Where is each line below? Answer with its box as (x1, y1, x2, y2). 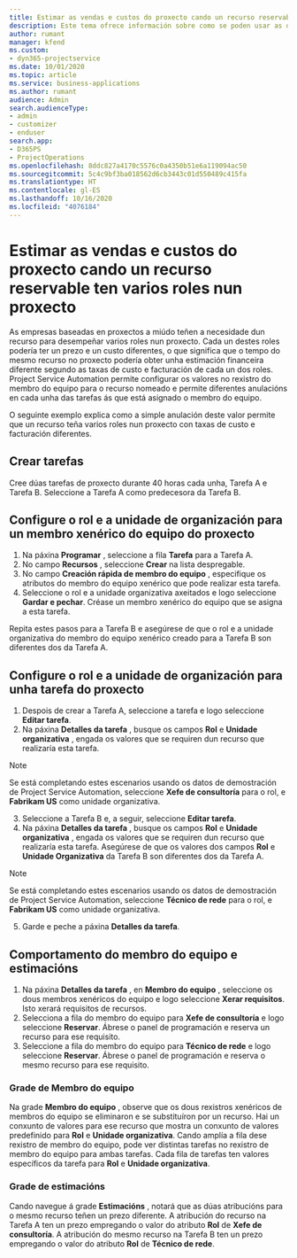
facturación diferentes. (9, 428, 93, 439)
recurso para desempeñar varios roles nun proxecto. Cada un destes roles (9, 336, 280, 346)
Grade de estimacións (9, 1180, 106, 1192)
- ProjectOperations (9, 152, 86, 162)
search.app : (9, 136, 53, 145)
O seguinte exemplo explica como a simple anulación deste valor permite (9, 409, 276, 420)
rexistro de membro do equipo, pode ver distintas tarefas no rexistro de (9, 1139, 270, 1150)
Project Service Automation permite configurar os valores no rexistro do (9, 373, 271, 384)
